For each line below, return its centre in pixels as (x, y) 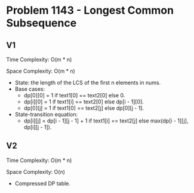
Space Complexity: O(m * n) (41, 71)
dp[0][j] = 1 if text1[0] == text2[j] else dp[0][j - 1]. (84, 108)
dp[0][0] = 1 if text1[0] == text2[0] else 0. (74, 95)
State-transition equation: (46, 114)
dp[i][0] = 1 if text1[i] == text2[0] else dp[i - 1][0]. (84, 102)
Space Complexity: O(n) (36, 171)
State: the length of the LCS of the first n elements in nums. (88, 82)
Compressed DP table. (42, 183)
